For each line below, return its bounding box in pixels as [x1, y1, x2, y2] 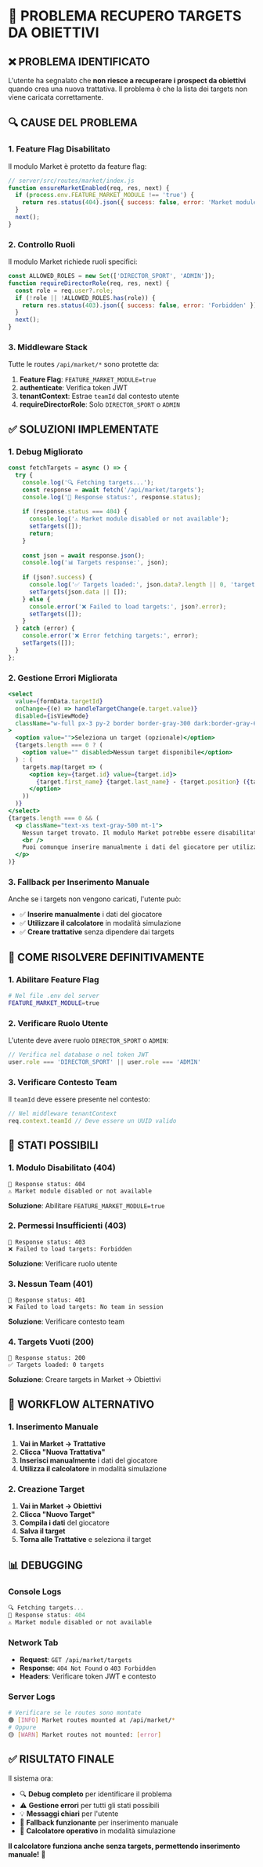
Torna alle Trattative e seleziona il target [19, 1535, 151, 1544]
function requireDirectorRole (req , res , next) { [8, 279, 170, 287]
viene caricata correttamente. [8, 93, 104, 101]
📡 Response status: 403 [8, 1238, 86, 1246]
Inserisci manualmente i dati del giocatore [19, 1456, 158, 1465]
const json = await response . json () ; [22, 551, 146, 560]
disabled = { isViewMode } [15, 712, 89, 720]
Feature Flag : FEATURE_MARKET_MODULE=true [19, 374, 157, 384]
